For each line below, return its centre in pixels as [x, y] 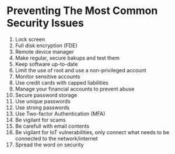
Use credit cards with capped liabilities [62, 82]
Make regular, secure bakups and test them [67, 58]
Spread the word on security [49, 145]
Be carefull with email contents [52, 126]
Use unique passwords [43, 101]
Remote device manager [45, 51]
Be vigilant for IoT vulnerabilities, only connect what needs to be [92, 132]
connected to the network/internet [56, 138]
